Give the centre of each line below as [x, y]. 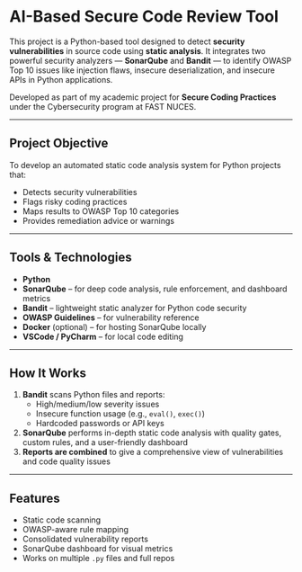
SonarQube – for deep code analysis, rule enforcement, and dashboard [155, 289]
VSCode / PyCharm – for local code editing [103, 336]
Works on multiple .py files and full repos [98, 559]
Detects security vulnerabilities [80, 192]
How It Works [48, 373]
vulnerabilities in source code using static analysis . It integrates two [138, 50]
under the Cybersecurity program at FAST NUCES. [103, 106]
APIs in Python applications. [61, 79]
